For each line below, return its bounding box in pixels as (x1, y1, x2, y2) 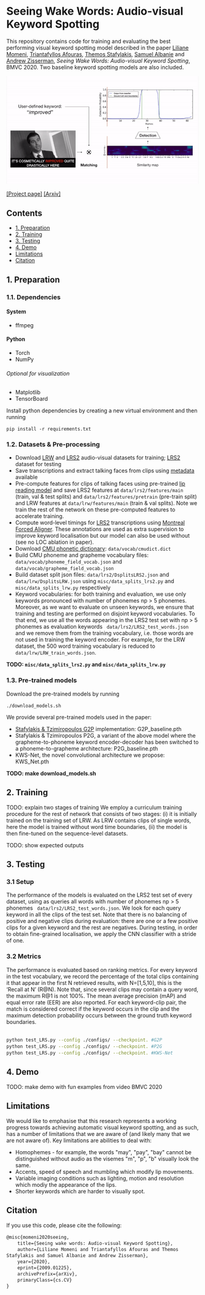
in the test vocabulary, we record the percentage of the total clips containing (6, 973, 199, 980)
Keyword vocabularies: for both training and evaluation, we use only (15, 590, 187, 598)
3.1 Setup (6, 877, 35, 886)
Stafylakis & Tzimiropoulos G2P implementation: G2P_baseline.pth (15, 725, 182, 732)
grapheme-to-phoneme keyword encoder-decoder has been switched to (15, 738, 199, 746)
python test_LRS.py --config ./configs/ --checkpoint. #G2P (6, 1037, 163, 1044)
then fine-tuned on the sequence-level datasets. (6, 829, 128, 837)
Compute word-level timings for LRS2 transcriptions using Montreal (15, 519, 185, 527)
